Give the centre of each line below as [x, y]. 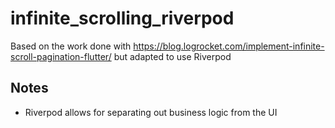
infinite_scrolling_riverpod [122, 18]
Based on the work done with [71, 46]
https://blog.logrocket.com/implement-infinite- [229, 46]
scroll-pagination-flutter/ [61, 56]
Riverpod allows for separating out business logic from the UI [151, 112]
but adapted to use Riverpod [172, 56]
